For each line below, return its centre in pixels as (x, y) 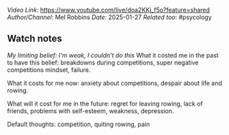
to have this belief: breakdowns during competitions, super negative (103, 62)
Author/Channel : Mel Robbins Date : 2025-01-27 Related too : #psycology (109, 17)
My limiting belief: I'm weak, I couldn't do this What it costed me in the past (113, 55)
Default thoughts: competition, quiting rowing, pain (79, 124)
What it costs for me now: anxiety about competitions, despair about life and (114, 83)
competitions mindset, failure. (49, 70)
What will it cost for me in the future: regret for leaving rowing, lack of (105, 103)
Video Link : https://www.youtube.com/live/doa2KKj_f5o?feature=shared (109, 10)
